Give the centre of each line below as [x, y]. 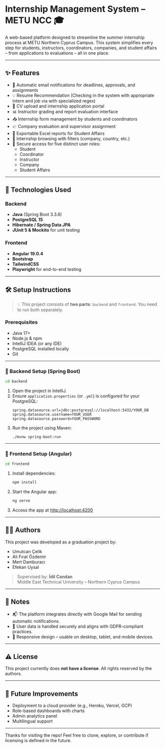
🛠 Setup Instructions [38, 290]
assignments [25, 90]
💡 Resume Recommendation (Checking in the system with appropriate [83, 95]
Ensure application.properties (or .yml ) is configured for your [76, 396]
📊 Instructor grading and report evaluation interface [65, 111]
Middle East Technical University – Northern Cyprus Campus [78, 582]
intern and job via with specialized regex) [54, 101]
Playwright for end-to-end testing [47, 269]
